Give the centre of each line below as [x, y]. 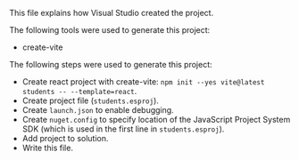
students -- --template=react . [79, 91]
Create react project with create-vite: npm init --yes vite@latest [143, 82]
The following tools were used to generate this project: [110, 30]
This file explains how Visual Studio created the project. [112, 13]
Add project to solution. [65, 138]
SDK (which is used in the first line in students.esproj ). [123, 129]
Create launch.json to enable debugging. [98, 110]
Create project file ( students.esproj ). [90, 100]
